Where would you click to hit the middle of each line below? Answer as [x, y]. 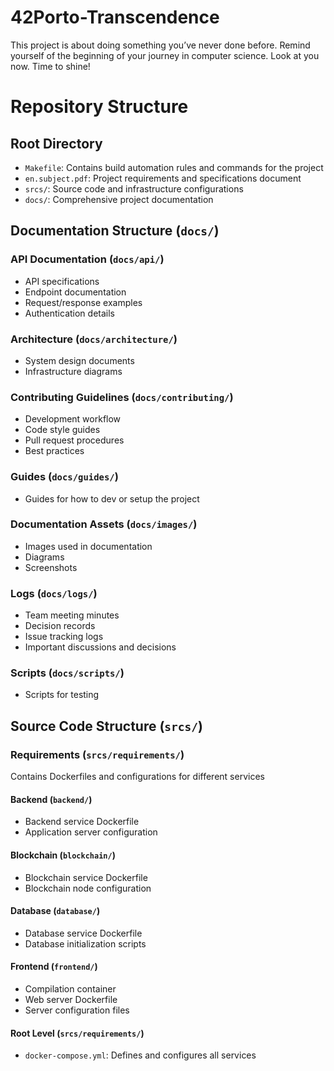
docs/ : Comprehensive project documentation [119, 199]
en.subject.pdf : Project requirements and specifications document [163, 178]
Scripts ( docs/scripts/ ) [67, 673]
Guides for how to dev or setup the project [112, 498]
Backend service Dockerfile [82, 822]
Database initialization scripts [85, 943]
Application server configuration [91, 832]
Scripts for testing [62, 695]
